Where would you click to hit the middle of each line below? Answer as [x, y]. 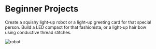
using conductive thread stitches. [38, 32]
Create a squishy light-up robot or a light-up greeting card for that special [78, 22]
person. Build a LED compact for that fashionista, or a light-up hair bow [76, 27]
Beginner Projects [42, 9]
